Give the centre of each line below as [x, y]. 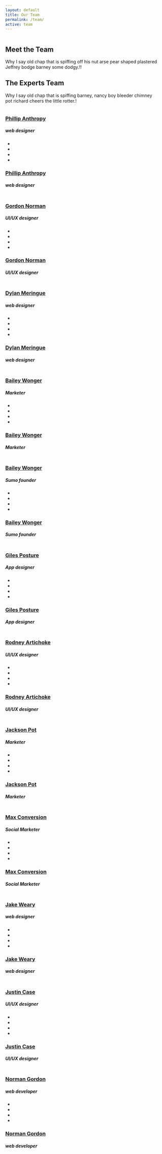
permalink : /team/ [25, 19]
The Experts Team [35, 83]
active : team [19, 24]
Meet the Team [29, 49]
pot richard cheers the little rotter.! [41, 101]
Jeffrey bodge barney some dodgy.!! [44, 67]
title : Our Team [22, 15]
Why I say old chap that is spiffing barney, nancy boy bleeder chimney [79, 95]
